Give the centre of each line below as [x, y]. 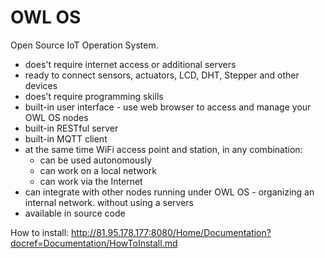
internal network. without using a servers [109, 202]
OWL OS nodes [56, 117]
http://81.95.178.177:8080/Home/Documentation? [171, 232]
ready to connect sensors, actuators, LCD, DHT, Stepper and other [162, 75]
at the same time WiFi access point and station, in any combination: [163, 149]
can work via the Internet [91, 181]
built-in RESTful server [71, 128]
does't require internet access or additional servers [130, 64]
